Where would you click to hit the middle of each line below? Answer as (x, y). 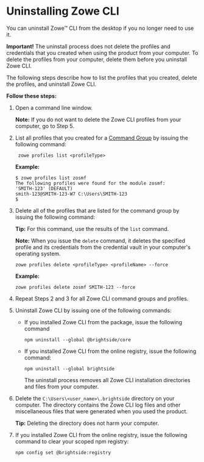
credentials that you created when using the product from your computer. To (102, 52)
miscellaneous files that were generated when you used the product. (101, 411)
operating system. (38, 254)
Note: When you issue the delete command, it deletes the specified (100, 240)
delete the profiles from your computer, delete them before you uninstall (97, 59)
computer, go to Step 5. (45, 126)
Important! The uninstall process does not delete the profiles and (88, 46)
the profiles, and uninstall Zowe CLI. (51, 84)
